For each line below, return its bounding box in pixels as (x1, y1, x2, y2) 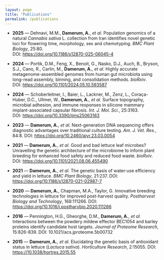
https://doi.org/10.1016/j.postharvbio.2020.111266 (12, 204, 112, 210)
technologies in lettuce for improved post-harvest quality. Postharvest (12, 193, 155, 199)
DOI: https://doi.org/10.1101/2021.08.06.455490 (12, 158, 108, 164)
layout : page (5, 7, 32, 12)
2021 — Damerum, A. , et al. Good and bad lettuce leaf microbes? (12, 142, 147, 148)
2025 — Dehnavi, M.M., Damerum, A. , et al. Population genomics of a (12, 30, 156, 36)
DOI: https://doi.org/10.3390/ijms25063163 (12, 113, 100, 119)
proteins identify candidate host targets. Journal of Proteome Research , (12, 224, 159, 230)
